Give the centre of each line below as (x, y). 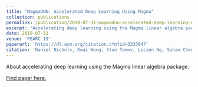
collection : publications (38, 17)
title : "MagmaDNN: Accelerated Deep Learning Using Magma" (80, 11)
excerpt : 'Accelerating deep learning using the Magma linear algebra (95, 28)
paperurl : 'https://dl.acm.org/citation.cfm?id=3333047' (77, 45)
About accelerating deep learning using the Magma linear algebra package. (98, 66)
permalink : (19, 22)
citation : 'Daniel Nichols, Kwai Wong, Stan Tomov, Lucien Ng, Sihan (93, 50)
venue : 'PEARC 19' (29, 39)
